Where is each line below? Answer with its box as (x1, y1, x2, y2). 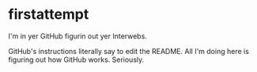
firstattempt (8, 5, 89, 23)
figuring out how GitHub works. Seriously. (8, 55, 145, 64)
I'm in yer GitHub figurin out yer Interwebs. (8, 31, 148, 41)
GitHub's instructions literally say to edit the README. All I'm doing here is (8, 46, 249, 56)
